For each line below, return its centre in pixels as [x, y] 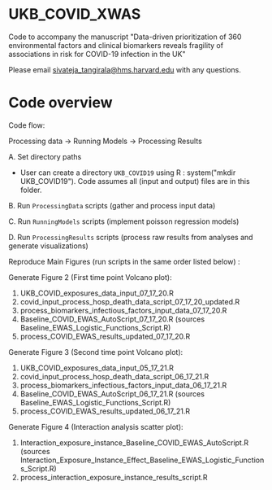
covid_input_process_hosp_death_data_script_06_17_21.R [114, 376]
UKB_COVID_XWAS [75, 14]
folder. [31, 190]
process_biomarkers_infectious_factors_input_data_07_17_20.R [123, 310]
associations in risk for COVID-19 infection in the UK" [97, 54]
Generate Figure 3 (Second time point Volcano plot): [96, 352]
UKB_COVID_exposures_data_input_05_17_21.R [97, 368]
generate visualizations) [49, 246]
